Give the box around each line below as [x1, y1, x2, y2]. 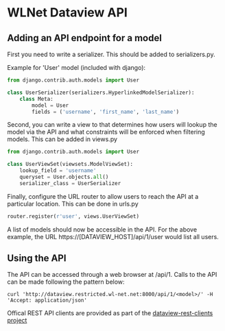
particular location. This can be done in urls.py [7, 199, 139, 208]
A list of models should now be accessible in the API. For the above [7, 225, 198, 234]
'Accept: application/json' [7, 297, 88, 304]
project [7, 317, 27, 325]
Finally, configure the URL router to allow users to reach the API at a [7, 192, 199, 200]
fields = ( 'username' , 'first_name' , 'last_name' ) [32, 108, 180, 115]
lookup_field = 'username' [19, 167, 97, 174]
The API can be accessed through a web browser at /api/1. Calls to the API [7, 271, 217, 279]
